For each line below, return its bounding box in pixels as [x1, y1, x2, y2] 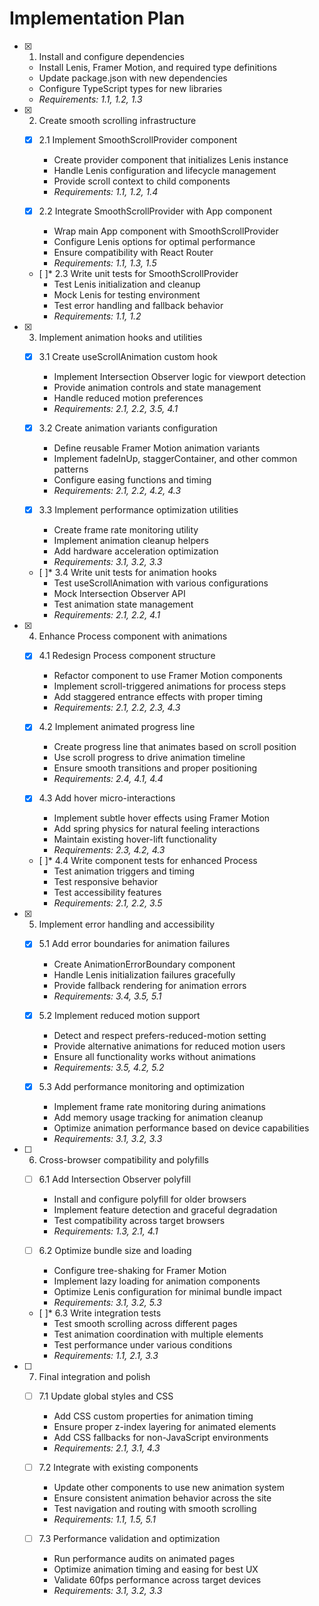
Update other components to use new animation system [53, 1481, 285, 1493]
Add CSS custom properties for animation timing [53, 1410, 254, 1422]
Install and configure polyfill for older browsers [53, 1193, 247, 1205]
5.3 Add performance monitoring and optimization [38, 1080, 246, 1092]
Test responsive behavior [53, 876, 159, 888]
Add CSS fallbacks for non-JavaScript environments [53, 1431, 269, 1443]
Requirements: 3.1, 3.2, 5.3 [53, 1296, 162, 1308]
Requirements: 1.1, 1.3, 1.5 [53, 257, 157, 269]
